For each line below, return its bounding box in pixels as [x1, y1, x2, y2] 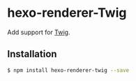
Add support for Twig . [7, 28, 70, 36]
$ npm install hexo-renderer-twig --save [7, 66, 130, 74]
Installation [7, 48, 57, 60]
